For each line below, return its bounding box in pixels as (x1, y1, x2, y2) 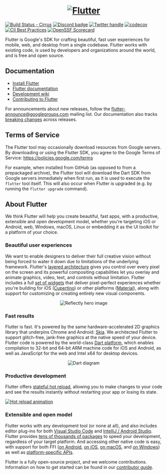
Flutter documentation (12, 85, 58, 91)
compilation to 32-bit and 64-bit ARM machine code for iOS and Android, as (5, 345, 162, 351)
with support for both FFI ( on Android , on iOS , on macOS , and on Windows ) (5, 444, 161, 450)
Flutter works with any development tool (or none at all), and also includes (5, 423, 157, 429)
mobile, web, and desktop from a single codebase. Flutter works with (5, 41, 147, 47)
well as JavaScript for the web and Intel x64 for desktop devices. (5, 350, 139, 356)
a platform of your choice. (5, 229, 58, 235)
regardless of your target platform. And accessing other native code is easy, (5, 439, 162, 445)
